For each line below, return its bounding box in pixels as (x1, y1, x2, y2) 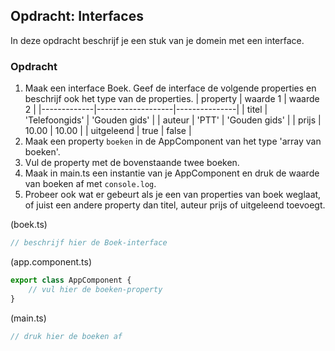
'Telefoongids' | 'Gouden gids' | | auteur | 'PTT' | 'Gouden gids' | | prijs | (24, 114, 322, 126)
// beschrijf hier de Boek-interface (10, 238, 168, 248)
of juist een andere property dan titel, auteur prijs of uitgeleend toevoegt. (24, 199, 326, 211)
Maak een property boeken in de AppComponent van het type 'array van (24, 135, 322, 148)
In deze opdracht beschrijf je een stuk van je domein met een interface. (10, 34, 305, 46)
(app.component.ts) (10, 255, 93, 268)
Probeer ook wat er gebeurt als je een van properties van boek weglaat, (24, 189, 322, 201)
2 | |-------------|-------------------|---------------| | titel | (24, 104, 268, 116)
